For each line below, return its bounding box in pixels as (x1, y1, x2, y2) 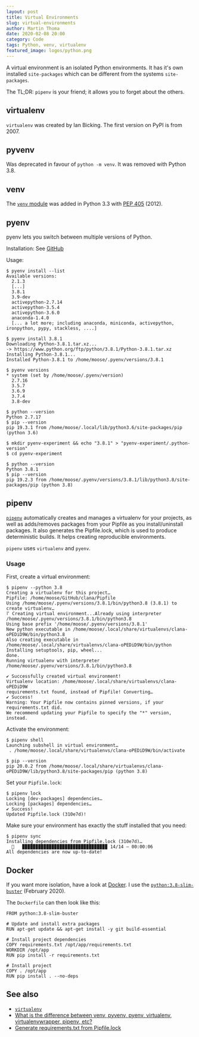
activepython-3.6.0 (11, 310, 60, 316)
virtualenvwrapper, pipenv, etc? (14, 1018, 92, 1025)
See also (6, 989, 39, 999)
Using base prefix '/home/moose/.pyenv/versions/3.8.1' (6, 621, 148, 627)
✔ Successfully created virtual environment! (6, 674, 121, 680)
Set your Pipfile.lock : (6, 779, 63, 786)
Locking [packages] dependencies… (6, 801, 92, 807)
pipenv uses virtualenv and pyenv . (6, 544, 91, 552)
